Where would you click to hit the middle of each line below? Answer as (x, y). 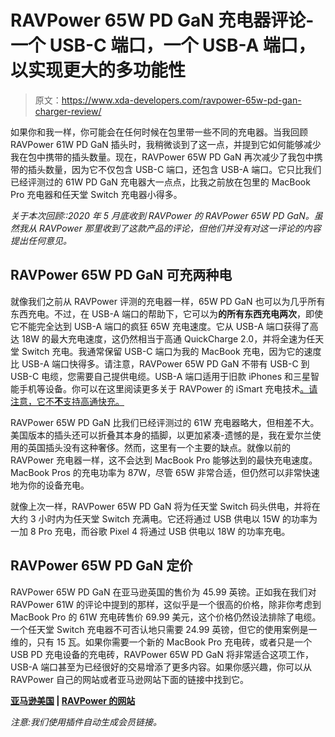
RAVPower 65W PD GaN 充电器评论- (162, 20)
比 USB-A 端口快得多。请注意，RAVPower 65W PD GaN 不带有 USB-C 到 (160, 363)
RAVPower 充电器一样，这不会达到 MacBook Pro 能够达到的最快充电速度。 (164, 460)
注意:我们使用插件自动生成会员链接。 (86, 722)
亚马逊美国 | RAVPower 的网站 (73, 700)
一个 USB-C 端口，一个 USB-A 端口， (163, 45)
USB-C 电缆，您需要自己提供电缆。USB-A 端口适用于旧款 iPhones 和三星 (160, 376)
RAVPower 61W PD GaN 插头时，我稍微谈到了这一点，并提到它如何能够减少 (166, 144)
